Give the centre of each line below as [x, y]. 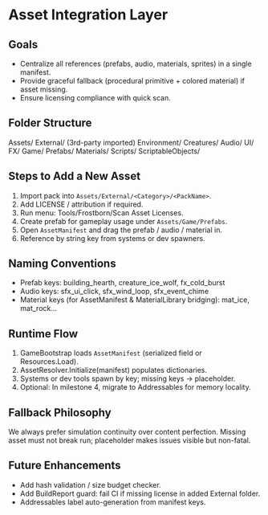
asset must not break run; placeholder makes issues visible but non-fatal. [130, 440]
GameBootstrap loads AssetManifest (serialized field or [111, 353]
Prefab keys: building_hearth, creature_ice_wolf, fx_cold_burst [122, 283]
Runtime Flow [43, 334]
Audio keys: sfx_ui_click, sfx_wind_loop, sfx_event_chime [114, 292]
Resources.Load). [49, 362]
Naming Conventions [62, 264]
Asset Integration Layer [88, 15]
